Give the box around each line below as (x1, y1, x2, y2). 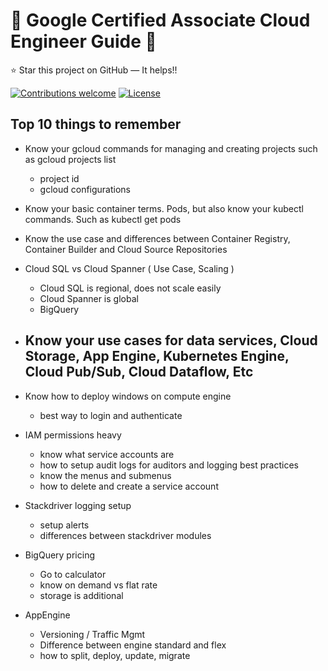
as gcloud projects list (24, 153, 117, 165)
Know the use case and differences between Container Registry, (24, 232, 291, 244)
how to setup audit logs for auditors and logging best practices (39, 459, 299, 471)
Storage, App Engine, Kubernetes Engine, (24, 348, 290, 365)
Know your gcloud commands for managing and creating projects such (24, 142, 318, 154)
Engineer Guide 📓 (10, 30, 157, 53)
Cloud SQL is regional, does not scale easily (39, 282, 222, 294)
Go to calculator (39, 568, 107, 580)
